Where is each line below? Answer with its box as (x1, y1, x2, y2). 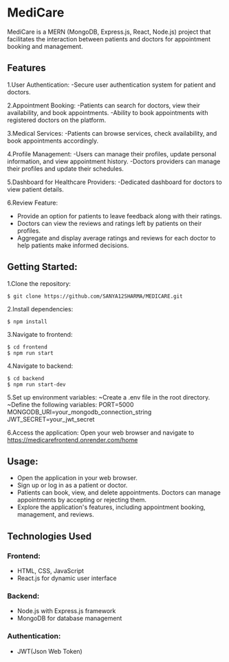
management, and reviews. (17, 510, 94, 519)
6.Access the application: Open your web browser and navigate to (7, 428, 195, 437)
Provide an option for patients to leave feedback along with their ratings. (17, 211, 222, 220)
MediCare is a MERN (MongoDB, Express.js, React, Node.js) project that (7, 28, 211, 36)
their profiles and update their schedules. (7, 164, 124, 173)
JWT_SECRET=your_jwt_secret (7, 415, 95, 423)
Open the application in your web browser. (17, 474, 138, 482)
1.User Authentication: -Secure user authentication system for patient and (7, 81, 216, 89)
